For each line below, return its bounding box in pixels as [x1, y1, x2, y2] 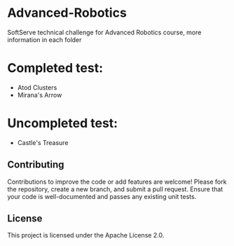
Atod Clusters [17, 83, 57, 92]
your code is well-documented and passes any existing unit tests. [7, 192, 197, 200]
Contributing [7, 159, 64, 171]
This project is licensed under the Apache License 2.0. [7, 231, 165, 240]
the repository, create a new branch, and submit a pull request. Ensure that [7, 184, 223, 193]
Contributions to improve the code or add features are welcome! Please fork [7, 177, 227, 186]
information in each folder [7, 35, 82, 43]
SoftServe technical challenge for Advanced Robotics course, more [7, 28, 202, 36]
